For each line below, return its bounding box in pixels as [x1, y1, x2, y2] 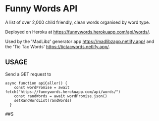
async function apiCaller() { [5, 81, 68, 85]
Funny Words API [5, 3, 78, 14]
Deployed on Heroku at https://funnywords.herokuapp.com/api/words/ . [5, 29, 150, 35]
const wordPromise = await [14, 85, 70, 90]
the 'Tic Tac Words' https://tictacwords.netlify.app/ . [5, 43, 110, 49]
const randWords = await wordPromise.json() [14, 93, 107, 99]
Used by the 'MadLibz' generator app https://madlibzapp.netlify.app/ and [5, 38, 155, 44]
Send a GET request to [5, 71, 52, 77]
